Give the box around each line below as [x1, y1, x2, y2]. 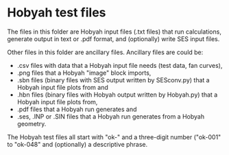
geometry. [16, 119, 47, 128]
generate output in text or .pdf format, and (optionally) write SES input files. [7, 34, 220, 43]
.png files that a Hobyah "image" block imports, [16, 69, 152, 77]
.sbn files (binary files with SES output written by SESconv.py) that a [16, 75, 210, 84]
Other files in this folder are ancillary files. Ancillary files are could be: [7, 48, 204, 56]
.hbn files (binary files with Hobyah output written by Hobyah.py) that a [16, 91, 218, 99]
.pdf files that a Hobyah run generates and [16, 105, 137, 113]
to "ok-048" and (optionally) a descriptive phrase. [7, 140, 148, 148]
